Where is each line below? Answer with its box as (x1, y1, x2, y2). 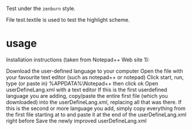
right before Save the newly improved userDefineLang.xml (6, 117, 147, 124)
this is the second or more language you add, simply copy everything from (6, 105, 186, 112)
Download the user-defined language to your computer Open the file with (6, 67, 183, 74)
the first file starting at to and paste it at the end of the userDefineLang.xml (6, 111, 187, 118)
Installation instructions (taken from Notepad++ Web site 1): (6, 56, 150, 63)
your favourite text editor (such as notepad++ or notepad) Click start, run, (6, 73, 184, 81)
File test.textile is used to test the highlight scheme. (6, 16, 130, 23)
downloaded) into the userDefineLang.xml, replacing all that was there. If (6, 98, 182, 105)
